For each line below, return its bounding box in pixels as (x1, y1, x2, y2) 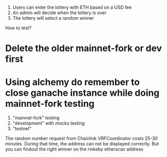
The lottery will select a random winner (12, 15, 94, 21)
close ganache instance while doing (5, 87, 159, 99)
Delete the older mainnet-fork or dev (5, 43, 162, 54)
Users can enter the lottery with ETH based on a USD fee (12, 5, 132, 10)
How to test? (5, 25, 32, 31)
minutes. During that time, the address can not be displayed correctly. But (5, 141, 159, 147)
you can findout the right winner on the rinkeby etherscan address (5, 146, 144, 152)
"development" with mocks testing (12, 120, 85, 126)
